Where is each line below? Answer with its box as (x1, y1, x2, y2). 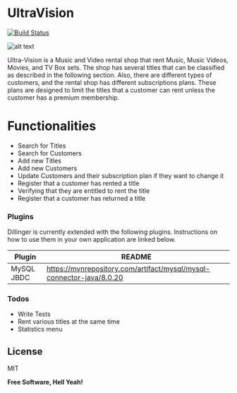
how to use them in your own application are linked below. (7, 235, 176, 244)
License (7, 345, 43, 358)
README (121, 252, 152, 262)
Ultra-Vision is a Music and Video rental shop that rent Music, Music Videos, (7, 55, 229, 64)
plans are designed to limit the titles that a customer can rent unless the (7, 86, 215, 94)
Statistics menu (17, 325, 63, 334)
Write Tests (17, 310, 51, 319)
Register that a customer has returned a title (17, 194, 146, 202)
